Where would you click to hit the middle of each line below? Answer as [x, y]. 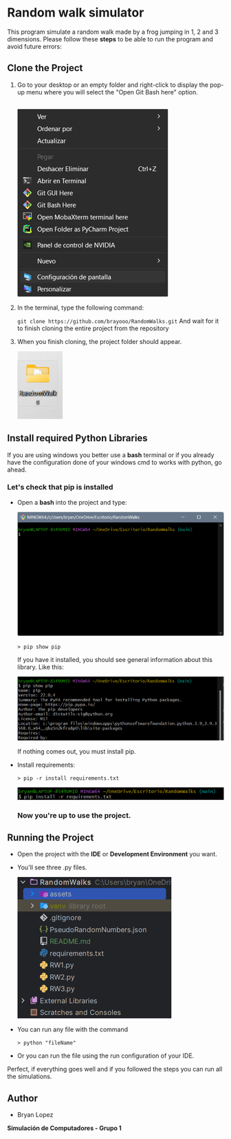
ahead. [17, 470]
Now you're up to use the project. [74, 815]
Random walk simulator [76, 13]
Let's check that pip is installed [60, 487]
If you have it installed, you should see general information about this [115, 659]
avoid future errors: [34, 46]
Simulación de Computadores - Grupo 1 [64, 1128]
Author [22, 1098]
